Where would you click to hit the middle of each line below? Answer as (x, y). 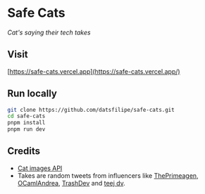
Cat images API (40, 168)
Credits (24, 151)
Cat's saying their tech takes (49, 32)
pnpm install (26, 123)
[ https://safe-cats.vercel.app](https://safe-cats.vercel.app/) (94, 71)
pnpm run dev (26, 129)
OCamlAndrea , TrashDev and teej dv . (71, 183)
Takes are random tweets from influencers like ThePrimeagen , (108, 175)
